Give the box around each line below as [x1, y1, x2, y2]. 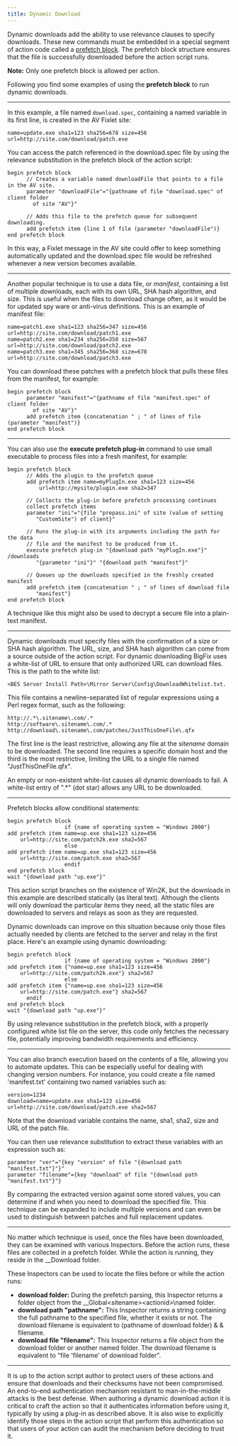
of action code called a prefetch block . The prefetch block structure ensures [7, 45, 230, 53]
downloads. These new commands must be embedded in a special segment [7, 37, 230, 46]
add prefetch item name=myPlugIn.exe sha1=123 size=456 [25, 478, 195, 485]
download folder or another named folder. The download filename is [17, 1343, 217, 1352]
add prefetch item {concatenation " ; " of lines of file [25, 413, 201, 420]
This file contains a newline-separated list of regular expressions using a [7, 693, 220, 702]
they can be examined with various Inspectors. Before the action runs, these [7, 1240, 230, 1249]
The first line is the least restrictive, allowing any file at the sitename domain [7, 739, 229, 748]
